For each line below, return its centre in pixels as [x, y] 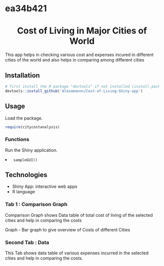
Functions [17, 140]
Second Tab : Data [27, 242]
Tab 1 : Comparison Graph [36, 205]
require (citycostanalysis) [32, 127]
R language [23, 192]
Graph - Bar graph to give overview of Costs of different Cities [68, 229]
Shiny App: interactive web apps [45, 186]
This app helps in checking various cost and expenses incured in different [79, 55]
